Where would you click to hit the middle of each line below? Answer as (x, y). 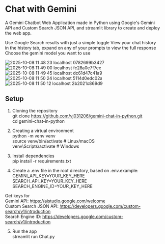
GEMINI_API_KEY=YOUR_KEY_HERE (48, 176)
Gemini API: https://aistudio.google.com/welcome (55, 201)
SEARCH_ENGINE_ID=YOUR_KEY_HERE (52, 186)
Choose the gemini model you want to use (48, 53)
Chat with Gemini (41, 9)
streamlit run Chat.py (33, 236)
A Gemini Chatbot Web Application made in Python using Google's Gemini (80, 23)
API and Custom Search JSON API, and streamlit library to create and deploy (82, 27)
